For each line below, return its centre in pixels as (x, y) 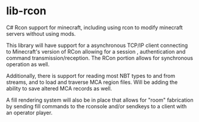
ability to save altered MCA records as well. (59, 88)
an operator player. (29, 112)
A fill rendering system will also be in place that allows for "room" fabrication (100, 100)
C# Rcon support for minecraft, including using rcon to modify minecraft (94, 27)
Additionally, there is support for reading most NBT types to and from (91, 76)
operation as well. (28, 64)
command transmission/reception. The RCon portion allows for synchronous (99, 58)
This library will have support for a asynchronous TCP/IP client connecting (97, 45)
